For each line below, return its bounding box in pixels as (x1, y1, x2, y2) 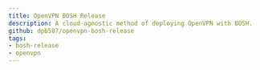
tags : (8, 34, 26, 43)
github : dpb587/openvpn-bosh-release (8, 27, 135, 35)
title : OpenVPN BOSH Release (8, 11, 106, 20)
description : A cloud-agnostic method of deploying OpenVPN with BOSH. (8, 19, 253, 27)
